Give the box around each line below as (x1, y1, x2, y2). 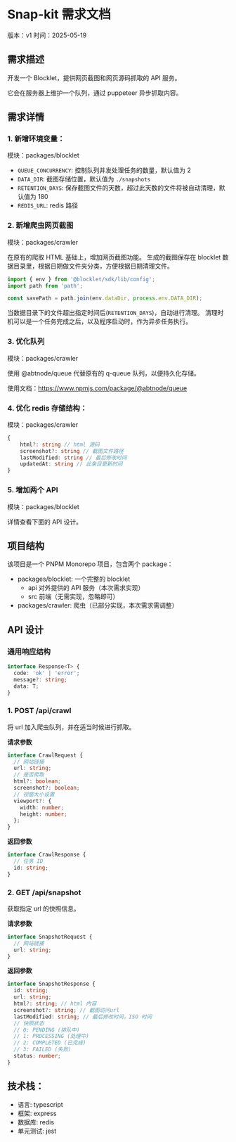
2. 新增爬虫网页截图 (7, 221, 74, 231)
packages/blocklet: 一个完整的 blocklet (17, 575, 131, 584)
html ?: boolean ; (13, 778, 61, 785)
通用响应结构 (7, 646, 51, 656)
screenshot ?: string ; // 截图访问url (13, 1006, 120, 1013)
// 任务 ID (13, 858, 44, 865)
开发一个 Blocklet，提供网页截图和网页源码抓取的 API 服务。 (7, 73, 181, 82)
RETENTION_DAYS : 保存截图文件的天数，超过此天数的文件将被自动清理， (17, 184, 220, 192)
